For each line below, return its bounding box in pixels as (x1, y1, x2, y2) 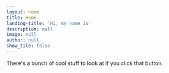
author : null (6, 37, 40, 43)
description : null (6, 26, 53, 32)
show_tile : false (6, 43, 51, 49)
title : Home (6, 15, 37, 21)
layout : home (6, 9, 40, 15)
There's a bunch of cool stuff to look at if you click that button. (6, 59, 164, 67)
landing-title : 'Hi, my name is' (6, 20, 92, 26)
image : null (6, 32, 37, 38)
